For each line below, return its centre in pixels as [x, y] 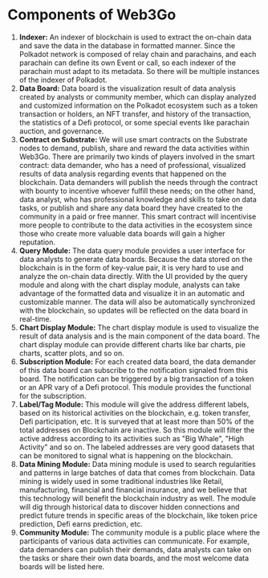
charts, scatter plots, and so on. [72, 353]
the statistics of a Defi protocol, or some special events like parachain [134, 122]
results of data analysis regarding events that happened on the [123, 174]
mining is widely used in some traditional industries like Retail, [121, 481]
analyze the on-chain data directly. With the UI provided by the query [133, 276]
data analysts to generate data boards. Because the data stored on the [136, 259]
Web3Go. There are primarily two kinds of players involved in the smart [137, 156]
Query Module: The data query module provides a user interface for [132, 250]
